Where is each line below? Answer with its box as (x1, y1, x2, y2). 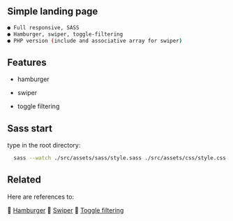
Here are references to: (7, 192, 75, 201)
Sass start (7, 122, 52, 134)
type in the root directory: (7, 141, 81, 150)
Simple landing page (7, 6, 98, 17)
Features (7, 56, 47, 69)
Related (7, 174, 42, 186)
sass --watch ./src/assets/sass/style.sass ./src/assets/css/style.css (13, 155, 227, 162)
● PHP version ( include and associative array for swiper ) (7, 37, 183, 44)
